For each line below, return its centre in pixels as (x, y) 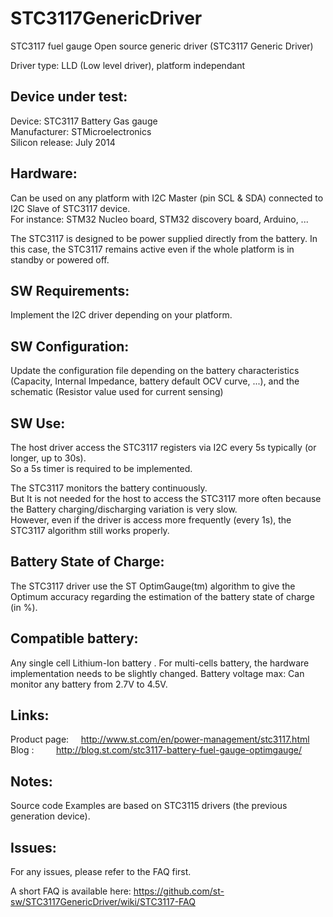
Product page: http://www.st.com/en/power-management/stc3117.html (160, 739)
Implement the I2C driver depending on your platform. (121, 315)
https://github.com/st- (179, 891)
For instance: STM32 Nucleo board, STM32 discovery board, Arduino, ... (159, 219)
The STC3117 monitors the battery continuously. (109, 488)
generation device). (50, 816)
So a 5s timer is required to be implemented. (101, 468)
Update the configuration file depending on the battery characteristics (155, 371)
